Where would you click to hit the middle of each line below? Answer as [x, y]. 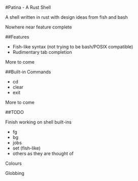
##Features [17, 37]
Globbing [15, 173]
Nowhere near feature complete [39, 27]
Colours [13, 163]
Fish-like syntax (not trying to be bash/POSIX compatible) [73, 47]
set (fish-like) [26, 148]
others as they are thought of [43, 154]
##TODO [14, 112]
